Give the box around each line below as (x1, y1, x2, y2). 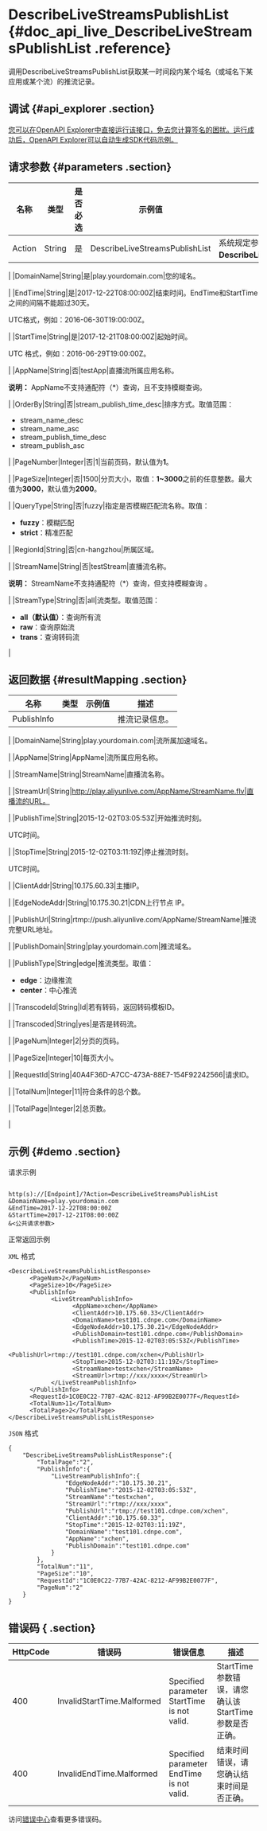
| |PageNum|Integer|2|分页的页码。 (8, 1036, 124, 1046)
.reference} (94, 40, 172, 57)
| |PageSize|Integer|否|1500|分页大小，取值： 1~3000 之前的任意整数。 (8, 473, 238, 483)
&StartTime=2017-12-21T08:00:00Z (8, 1211, 119, 1219)
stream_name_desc (19, 415, 84, 425)
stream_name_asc (19, 423, 79, 433)
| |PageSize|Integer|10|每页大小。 (8, 1053, 118, 1063)
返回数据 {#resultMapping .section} (8, 672, 188, 686)
